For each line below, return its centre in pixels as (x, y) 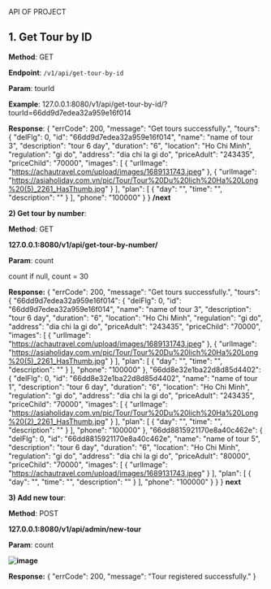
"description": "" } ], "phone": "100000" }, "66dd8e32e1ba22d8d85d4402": (135, 370)
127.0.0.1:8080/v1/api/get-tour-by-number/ (83, 245)
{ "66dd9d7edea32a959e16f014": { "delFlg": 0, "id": (95, 301)
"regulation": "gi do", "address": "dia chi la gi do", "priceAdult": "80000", (129, 456)
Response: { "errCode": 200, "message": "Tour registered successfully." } (133, 576)
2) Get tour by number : (47, 213)
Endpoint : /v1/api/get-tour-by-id (66, 72)
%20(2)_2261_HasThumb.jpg (57, 421)
